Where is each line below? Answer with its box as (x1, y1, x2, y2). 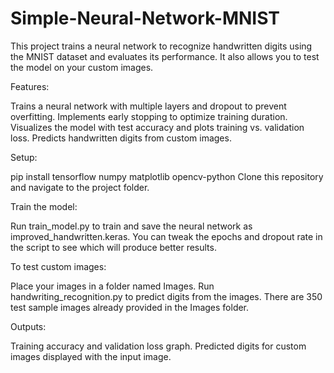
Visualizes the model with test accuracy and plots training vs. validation (10, 121, 305, 133)
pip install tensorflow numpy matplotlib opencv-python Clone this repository (10, 170, 324, 182)
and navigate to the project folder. (10, 181, 150, 193)
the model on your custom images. (10, 61, 154, 73)
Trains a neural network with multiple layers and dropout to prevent (10, 100, 287, 112)
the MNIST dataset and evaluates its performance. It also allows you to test (10, 50, 320, 62)
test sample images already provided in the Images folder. (10, 301, 250, 313)
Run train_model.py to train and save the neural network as (10, 220, 253, 232)
